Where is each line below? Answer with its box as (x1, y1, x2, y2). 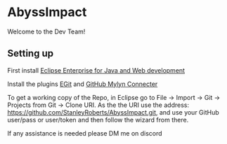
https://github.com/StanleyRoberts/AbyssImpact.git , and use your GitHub (7, 108, 219, 116)
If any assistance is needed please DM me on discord (7, 129, 163, 137)
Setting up (7, 48, 54, 59)
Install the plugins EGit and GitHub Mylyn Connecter (7, 80, 158, 88)
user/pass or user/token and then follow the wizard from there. (7, 115, 189, 124)
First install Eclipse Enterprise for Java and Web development (7, 66, 185, 74)
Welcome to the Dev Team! (7, 27, 86, 36)
